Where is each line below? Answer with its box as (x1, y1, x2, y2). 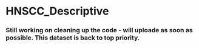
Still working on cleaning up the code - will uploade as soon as (5, 26, 193, 35)
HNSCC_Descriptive (5, 4, 109, 18)
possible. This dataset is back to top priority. (5, 33, 140, 42)
